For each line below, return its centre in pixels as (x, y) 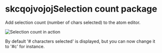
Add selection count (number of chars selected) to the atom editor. (73, 22)
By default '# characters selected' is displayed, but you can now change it (80, 41)
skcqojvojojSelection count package (81, 9)
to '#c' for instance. (25, 46)
